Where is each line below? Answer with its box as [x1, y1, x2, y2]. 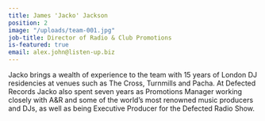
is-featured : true [8, 41, 69, 49]
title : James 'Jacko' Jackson [8, 11, 109, 20]
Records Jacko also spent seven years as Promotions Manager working [8, 87, 243, 96]
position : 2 [8, 19, 48, 27]
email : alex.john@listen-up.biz [8, 48, 115, 56]
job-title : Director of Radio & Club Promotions [8, 33, 172, 42]
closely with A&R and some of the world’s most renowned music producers [8, 96, 254, 104]
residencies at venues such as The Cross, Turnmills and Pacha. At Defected [8, 78, 256, 88]
